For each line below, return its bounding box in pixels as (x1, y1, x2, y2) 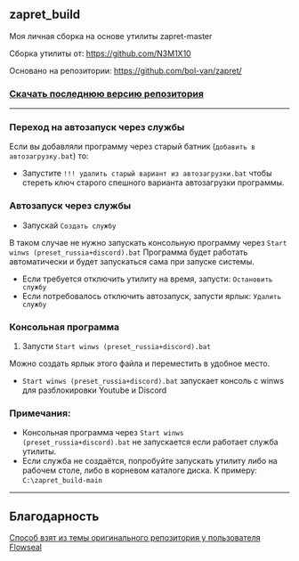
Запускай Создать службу (21, 220, 117, 231)
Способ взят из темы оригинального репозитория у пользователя (9, 533, 261, 543)
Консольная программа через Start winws (21, 427, 184, 438)
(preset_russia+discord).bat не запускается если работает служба (21, 436, 279, 448)
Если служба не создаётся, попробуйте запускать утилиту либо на (21, 456, 278, 467)
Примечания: (9, 407, 71, 419)
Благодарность (9, 508, 100, 524)
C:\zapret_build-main (21, 476, 102, 485)
